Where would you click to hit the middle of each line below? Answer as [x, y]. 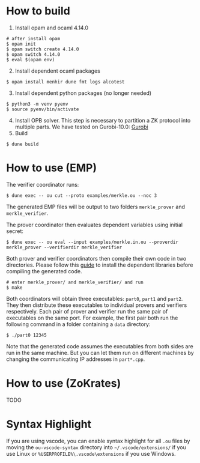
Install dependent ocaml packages [57, 71]
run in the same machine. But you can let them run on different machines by [100, 353]
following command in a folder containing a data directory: [78, 324]
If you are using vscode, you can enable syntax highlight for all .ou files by [98, 441]
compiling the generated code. [44, 271]
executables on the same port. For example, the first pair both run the [92, 318]
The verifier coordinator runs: [43, 184]
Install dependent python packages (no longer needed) [83, 93]
